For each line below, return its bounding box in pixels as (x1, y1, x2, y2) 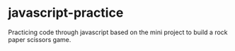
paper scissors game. (8, 35, 71, 43)
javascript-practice (8, 5, 124, 21)
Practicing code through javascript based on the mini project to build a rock (8, 28, 228, 36)
